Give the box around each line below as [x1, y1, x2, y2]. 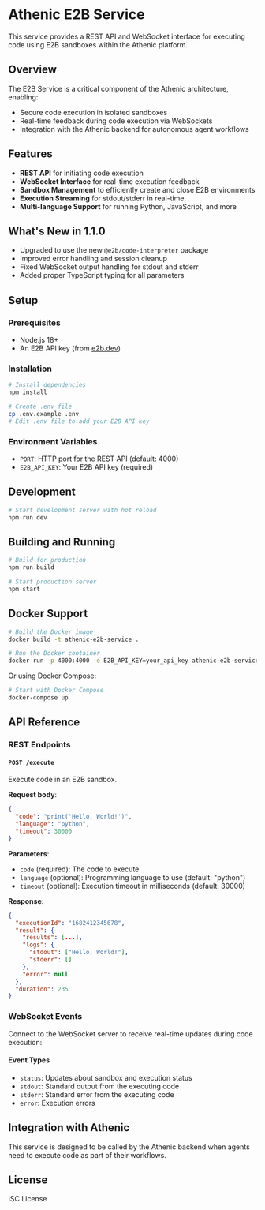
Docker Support [8, 607, 88, 620]
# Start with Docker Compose [8, 687, 104, 695]
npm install [8, 388, 47, 396]
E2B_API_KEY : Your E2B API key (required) [19, 463, 154, 472]
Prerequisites [8, 317, 61, 328]
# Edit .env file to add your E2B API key [8, 417, 150, 425]
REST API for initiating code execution [19, 168, 144, 178]
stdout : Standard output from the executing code [19, 1081, 180, 1091]
